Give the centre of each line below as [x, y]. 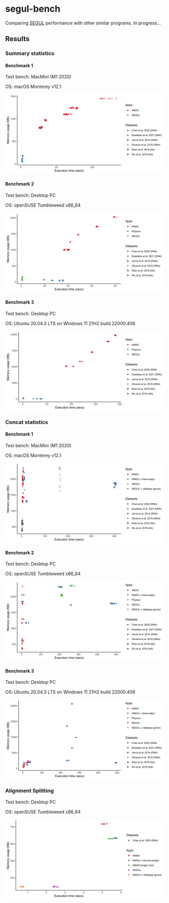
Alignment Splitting [30, 791]
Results [17, 39]
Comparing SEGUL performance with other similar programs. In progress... [83, 23]
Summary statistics [30, 53]
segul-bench [33, 9]
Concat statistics [27, 422]
